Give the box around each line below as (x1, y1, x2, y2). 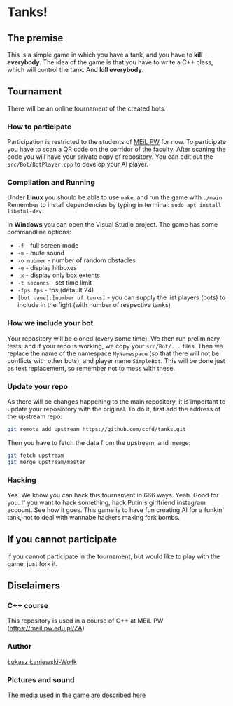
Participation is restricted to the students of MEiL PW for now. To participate (7, 138, 226, 146)
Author (7, 642, 32, 651)
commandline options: (7, 228, 71, 236)
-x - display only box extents (17, 271, 100, 280)
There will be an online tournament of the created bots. (7, 104, 167, 113)
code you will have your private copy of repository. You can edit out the (7, 153, 213, 161)
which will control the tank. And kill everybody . (7, 66, 144, 73)
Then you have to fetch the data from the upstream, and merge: (7, 438, 191, 446)
